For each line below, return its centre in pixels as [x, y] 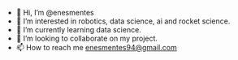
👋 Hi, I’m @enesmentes [55, 13]
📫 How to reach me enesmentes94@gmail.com [96, 47]
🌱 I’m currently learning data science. [79, 30]
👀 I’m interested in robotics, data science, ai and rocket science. [123, 21]
